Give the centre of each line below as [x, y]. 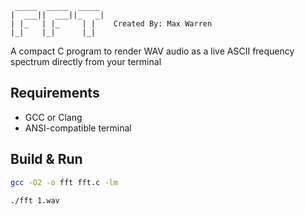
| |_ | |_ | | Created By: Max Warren [111, 24]
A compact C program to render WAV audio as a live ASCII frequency [152, 51]
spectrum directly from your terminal [86, 61]
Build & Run [46, 159]
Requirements [55, 93]
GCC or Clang [53, 117]
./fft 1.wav [35, 200]
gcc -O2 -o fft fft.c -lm [64, 182]
